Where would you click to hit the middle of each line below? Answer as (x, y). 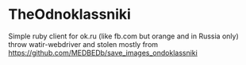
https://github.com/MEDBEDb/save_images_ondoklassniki (103, 52)
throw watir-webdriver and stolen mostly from (83, 44)
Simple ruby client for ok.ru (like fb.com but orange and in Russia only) (124, 36)
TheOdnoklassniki (69, 14)
